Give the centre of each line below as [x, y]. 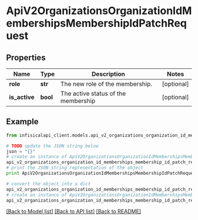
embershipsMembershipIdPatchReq [97, 23]
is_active [22, 97]
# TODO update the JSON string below [52, 146]
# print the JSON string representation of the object [75, 168]
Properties [26, 57]
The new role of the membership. [106, 84]
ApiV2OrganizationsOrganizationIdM [99, 11]
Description [108, 74]
